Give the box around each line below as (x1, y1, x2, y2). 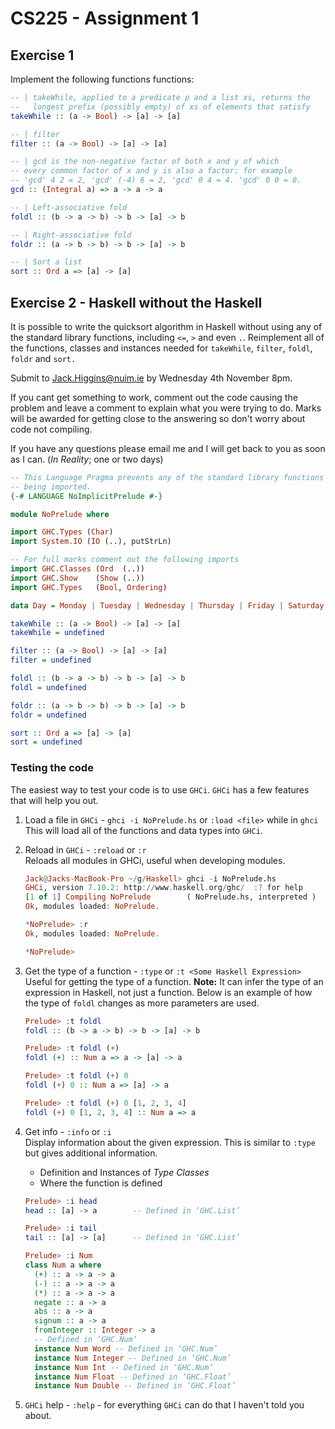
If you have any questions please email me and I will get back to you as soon (10, 442, 326, 454)
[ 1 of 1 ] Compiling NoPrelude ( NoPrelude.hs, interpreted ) (24, 892, 317, 902)
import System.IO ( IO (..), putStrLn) (10, 537, 172, 547)
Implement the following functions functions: (10, 73, 195, 85)
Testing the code (10, 761, 94, 775)
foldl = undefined (10, 682, 87, 692)
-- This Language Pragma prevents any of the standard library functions (10, 472, 325, 482)
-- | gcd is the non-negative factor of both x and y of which (10, 157, 280, 167)
